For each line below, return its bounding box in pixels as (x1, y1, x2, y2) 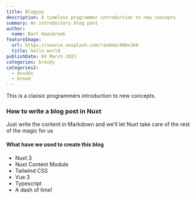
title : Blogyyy (6, 8, 44, 15)
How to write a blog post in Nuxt (6, 107, 102, 116)
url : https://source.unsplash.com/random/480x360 (11, 43, 138, 49)
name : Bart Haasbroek (11, 31, 66, 37)
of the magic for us (6, 127, 54, 134)
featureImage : (6, 37, 42, 43)
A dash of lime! (14, 186, 53, 193)
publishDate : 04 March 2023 (6, 53, 77, 59)
